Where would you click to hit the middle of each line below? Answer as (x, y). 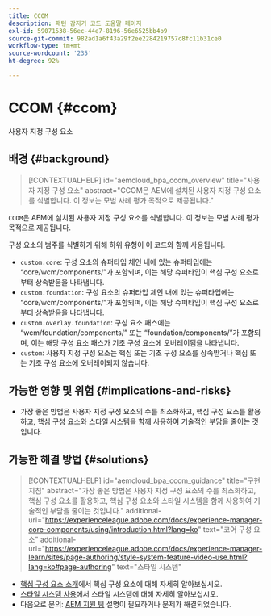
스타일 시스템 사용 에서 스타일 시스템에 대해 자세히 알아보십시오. (119, 594)
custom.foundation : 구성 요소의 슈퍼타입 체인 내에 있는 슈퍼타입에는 (127, 292)
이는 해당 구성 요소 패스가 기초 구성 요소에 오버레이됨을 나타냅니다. (135, 342)
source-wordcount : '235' (50, 53)
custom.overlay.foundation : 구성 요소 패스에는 (95, 322)
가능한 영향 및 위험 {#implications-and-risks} (120, 391)
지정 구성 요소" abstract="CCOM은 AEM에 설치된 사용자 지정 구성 (141, 190)
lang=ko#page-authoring (70, 567)
